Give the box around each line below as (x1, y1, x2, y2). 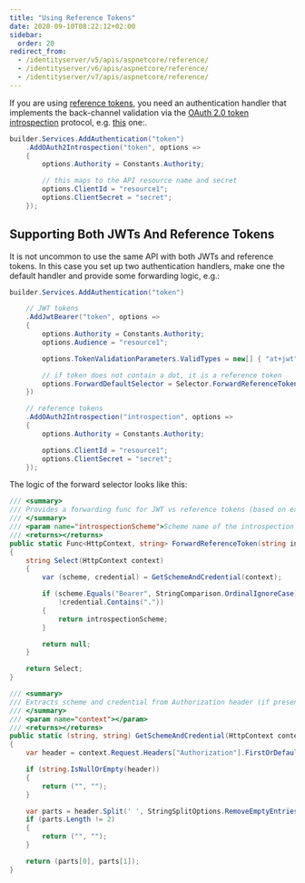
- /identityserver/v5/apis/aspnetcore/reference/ (17, 55, 209, 65)
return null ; (42, 639, 92, 648)
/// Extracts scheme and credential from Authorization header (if (9, 697, 271, 707)
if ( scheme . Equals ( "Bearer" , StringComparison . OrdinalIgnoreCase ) (42, 589, 299, 598)
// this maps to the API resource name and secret (42, 176, 238, 186)
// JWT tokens (25, 304, 79, 314)
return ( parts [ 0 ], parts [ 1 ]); (25, 857, 141, 866)
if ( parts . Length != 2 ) (25, 815, 116, 824)
